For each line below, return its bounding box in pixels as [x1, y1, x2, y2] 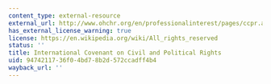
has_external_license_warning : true [8, 26, 131, 34]
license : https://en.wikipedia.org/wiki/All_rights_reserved [8, 34, 219, 42]
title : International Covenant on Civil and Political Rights [8, 49, 222, 57]
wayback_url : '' [8, 64, 63, 72]
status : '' [8, 42, 45, 50]
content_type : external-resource [8, 11, 121, 20]
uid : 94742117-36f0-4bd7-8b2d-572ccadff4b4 [8, 57, 157, 65]
